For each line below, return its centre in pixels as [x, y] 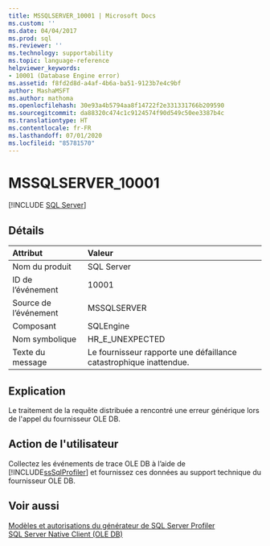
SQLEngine [108, 326]
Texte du [29, 353]
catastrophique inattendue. [138, 362]
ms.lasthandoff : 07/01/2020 [55, 135]
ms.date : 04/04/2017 [43, 31]
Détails [26, 230]
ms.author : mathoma [41, 98]
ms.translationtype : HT [48, 121]
